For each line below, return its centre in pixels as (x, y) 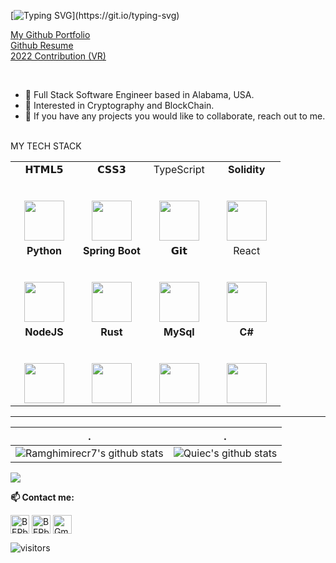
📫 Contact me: (42, 497)
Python (44, 250)
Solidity (247, 169)
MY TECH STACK (46, 146)
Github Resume (42, 45)
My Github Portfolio (50, 34)
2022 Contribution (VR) (58, 56)
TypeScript (179, 169)
